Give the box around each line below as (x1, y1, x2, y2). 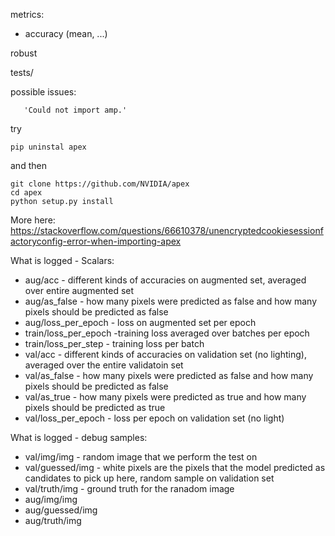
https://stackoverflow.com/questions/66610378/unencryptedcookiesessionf (10, 225, 324, 236)
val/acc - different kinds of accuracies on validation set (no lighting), (24, 349, 307, 360)
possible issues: (10, 86, 77, 98)
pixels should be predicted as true (24, 402, 166, 413)
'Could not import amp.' (23, 105, 128, 115)
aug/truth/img (24, 515, 82, 526)
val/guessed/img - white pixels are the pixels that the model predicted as (24, 462, 326, 473)
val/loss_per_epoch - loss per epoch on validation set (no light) (24, 412, 285, 424)
